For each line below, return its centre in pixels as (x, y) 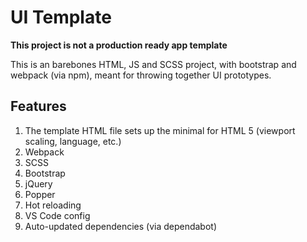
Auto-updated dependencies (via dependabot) (121, 226)
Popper (40, 194)
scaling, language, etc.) (73, 141)
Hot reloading (53, 205)
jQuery (38, 183)
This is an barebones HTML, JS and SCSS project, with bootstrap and (153, 64)
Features (38, 106)
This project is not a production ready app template (119, 45)
